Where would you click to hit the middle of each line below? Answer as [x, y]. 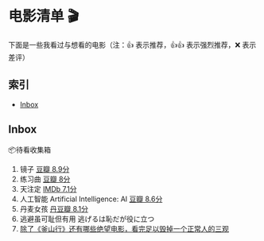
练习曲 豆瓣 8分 [45, 179]
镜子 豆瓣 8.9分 [45, 169]
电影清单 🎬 [44, 16]
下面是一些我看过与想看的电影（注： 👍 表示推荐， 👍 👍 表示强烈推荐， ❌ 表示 [132, 45]
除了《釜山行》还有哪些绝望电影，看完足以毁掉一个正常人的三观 [124, 228]
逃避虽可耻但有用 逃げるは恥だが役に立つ [87, 219]
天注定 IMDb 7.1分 [48, 189]
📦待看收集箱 [30, 150]
